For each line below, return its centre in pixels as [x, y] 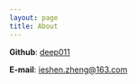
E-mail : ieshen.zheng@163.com [68, 70]
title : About [34, 26]
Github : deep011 [40, 51]
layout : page [34, 18]
